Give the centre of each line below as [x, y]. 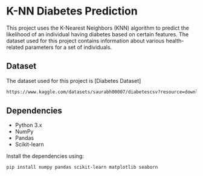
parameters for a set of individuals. [69, 47]
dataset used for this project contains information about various [85, 41]
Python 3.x [28, 125]
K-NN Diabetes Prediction [72, 11]
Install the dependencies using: [45, 156]
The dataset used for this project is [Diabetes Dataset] [74, 80]
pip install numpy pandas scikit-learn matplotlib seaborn [82, 168]
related [15, 47]
